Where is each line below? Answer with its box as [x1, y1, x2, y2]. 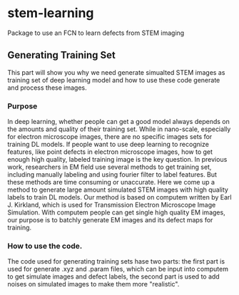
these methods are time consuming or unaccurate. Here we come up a [7, 178, 215, 187]
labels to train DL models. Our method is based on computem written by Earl [7, 193, 232, 202]
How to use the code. [7, 241, 83, 251]
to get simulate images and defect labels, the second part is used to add [7, 272, 220, 281]
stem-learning [7, 5, 94, 21]
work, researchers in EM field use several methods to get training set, [7, 162, 212, 172]
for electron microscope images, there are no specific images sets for [7, 133, 213, 141]
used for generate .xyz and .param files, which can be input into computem [7, 265, 228, 274]
